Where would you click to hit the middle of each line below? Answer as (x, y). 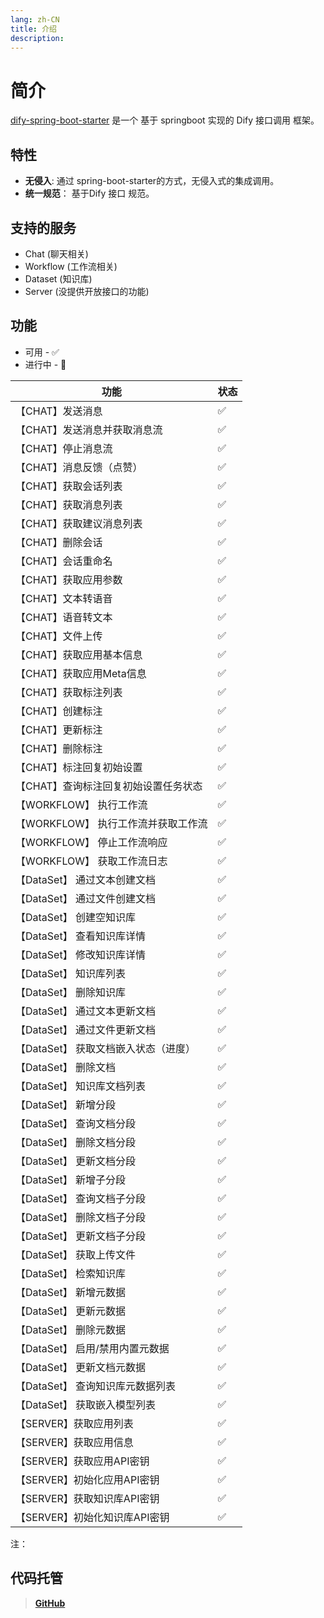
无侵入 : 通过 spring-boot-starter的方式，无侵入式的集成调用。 (152, 181)
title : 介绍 (33, 29)
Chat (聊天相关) (56, 253)
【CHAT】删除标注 (59, 748)
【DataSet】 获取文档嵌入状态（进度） (105, 1048)
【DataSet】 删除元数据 (70, 1329)
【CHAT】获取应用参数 (69, 579)
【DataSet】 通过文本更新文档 (85, 1011)
